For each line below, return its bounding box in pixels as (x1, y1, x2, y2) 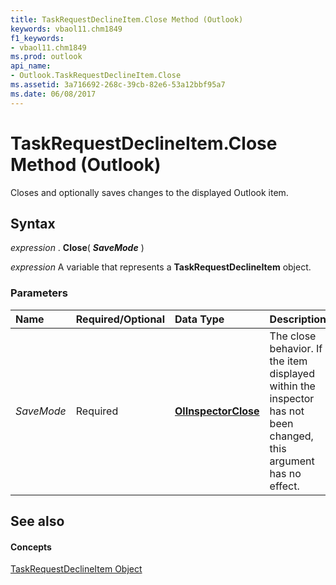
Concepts (10, 541, 52, 553)
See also (10, 513, 65, 530)
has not (269, 404, 305, 418)
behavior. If (269, 341, 323, 355)
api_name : (10, 61, 52, 71)
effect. (269, 479, 300, 493)
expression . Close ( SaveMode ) (10, 242, 145, 254)
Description (269, 312, 327, 326)
